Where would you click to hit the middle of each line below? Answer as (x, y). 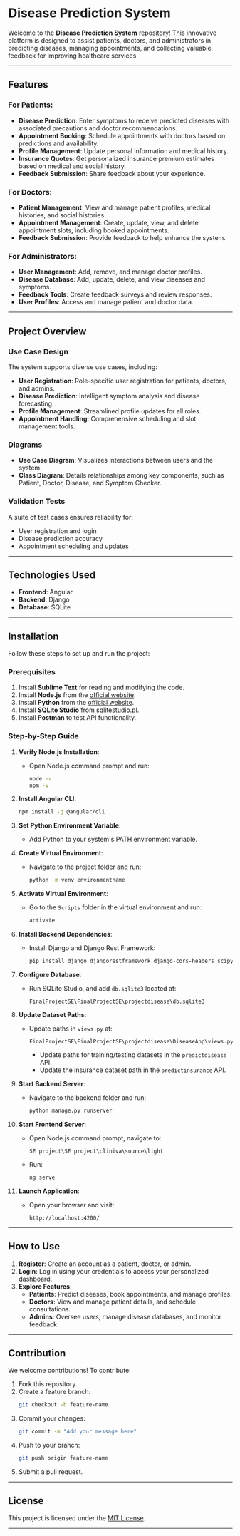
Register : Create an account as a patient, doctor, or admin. (105, 1264)
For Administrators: (43, 256)
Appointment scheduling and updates (73, 546)
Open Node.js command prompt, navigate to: (95, 1138)
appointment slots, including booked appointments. (94, 230)
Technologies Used (52, 575)
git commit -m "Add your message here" (78, 1432)
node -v (40, 778)
